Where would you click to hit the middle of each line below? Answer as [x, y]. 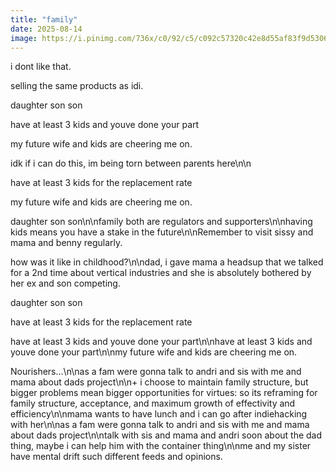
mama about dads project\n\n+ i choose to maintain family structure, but [159, 382]
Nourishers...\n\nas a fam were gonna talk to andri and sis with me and [156, 372]
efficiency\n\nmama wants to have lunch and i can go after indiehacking [159, 414]
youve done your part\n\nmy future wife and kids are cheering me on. [154, 352]
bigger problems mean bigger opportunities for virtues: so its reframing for [164, 393]
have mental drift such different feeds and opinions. [116, 457]
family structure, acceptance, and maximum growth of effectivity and [153, 403]
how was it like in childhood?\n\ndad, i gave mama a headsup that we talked [167, 262]
